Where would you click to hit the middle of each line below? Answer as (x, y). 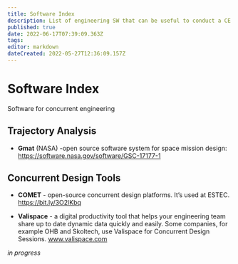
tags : (15, 41)
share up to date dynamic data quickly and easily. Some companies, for (123, 224)
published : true (31, 27)
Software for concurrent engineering (61, 108)
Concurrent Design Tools (64, 178)
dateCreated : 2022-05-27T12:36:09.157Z (67, 54)
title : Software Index (41, 14)
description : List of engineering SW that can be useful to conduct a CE (119, 21)
